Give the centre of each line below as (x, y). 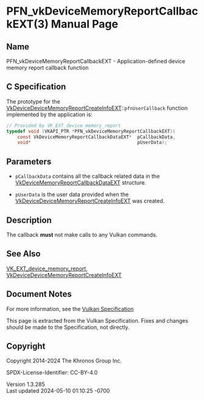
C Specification (36, 87)
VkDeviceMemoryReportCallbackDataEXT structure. (81, 183)
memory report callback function (47, 68)
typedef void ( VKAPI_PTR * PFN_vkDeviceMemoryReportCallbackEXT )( (91, 131)
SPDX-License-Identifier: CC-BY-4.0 (52, 373)
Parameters (29, 162)
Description (29, 220)
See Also (23, 254)
